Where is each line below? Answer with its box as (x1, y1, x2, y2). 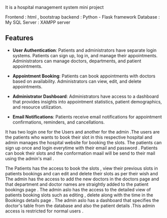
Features (5, 34, 34, 42)
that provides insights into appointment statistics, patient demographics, (12, 98, 162, 104)
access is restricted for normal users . (5, 208, 84, 214)
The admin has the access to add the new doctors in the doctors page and (5, 176, 159, 182)
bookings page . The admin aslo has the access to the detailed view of (5, 186, 151, 192)
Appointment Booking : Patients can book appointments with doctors (12, 73, 155, 79)
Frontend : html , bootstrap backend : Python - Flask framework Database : (5, 14, 160, 20)
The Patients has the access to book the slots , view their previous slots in (5, 165, 158, 171)
